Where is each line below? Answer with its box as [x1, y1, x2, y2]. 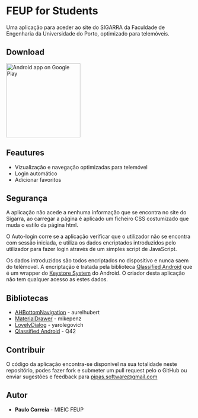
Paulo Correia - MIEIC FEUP [14, 406, 84, 413]
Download [6, 47, 44, 57]
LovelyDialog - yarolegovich [14, 321, 84, 329]
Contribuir [6, 345, 46, 355]
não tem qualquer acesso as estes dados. [6, 276, 108, 283]
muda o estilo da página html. [6, 221, 79, 229]
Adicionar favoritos [14, 176, 62, 183]
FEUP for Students [6, 4, 98, 18]
